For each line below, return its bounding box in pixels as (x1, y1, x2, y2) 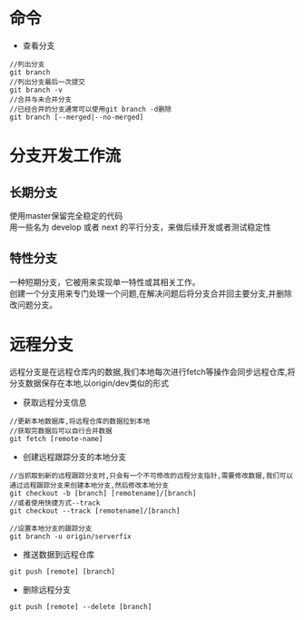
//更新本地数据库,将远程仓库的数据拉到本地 (9, 417, 151, 426)
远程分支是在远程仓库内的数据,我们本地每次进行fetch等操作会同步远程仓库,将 (9, 366, 296, 377)
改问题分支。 (9, 299, 57, 310)
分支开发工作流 (9, 146, 122, 166)
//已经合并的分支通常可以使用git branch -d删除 (9, 104, 172, 113)
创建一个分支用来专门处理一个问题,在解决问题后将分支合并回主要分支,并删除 (9, 288, 293, 299)
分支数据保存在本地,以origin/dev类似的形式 (9, 378, 170, 389)
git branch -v (9, 85, 64, 94)
